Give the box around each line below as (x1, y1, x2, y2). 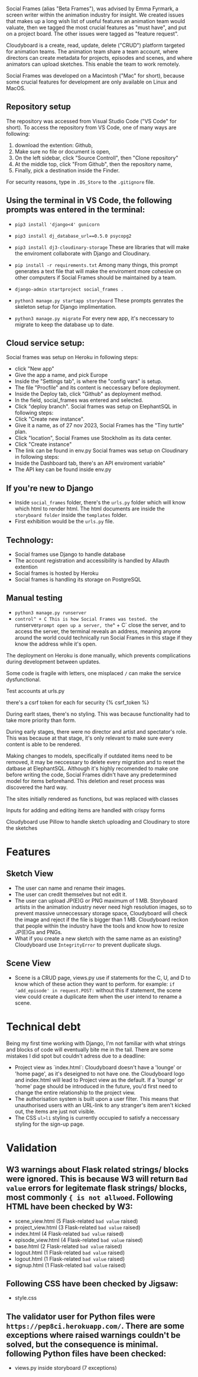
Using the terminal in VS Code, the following (6, 196, 173, 206)
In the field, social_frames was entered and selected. (14, 397, 144, 404)
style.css (14, 1295, 37, 1302)
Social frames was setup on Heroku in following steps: (6, 354, 139, 361)
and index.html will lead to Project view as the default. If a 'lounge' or (14, 1076, 183, 1084)
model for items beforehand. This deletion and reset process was (6, 777, 165, 784)
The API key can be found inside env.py (14, 466, 112, 473)
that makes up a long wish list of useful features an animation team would (6, 18, 185, 24)
